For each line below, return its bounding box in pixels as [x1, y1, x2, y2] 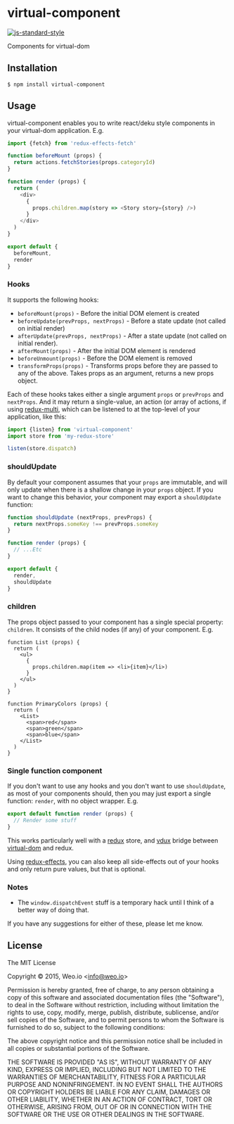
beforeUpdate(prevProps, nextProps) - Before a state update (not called [17, 317, 226, 325]
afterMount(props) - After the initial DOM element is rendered [17, 346, 196, 355]
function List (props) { [7, 639, 80, 646]
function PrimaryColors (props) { [7, 700, 109, 708]
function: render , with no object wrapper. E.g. [7, 797, 138, 805]
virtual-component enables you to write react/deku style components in [7, 118, 216, 127]
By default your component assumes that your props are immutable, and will [7, 478, 228, 486]
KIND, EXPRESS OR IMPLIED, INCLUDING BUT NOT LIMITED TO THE [7, 1065, 207, 1073]
